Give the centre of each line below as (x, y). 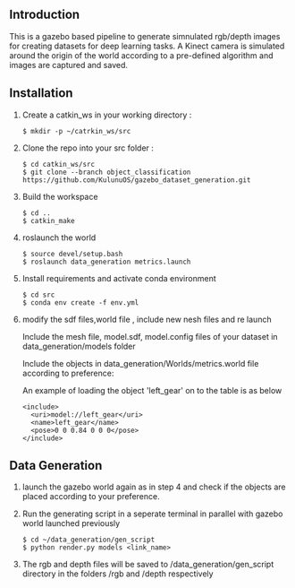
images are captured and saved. (68, 65)
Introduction (45, 15)
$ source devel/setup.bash (72, 254)
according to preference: (68, 373)
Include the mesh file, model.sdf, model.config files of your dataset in (150, 336)
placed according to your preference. (91, 497)
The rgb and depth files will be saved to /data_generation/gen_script (148, 565)
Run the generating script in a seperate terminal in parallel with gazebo (152, 514)
